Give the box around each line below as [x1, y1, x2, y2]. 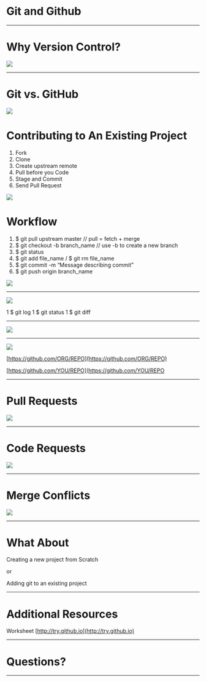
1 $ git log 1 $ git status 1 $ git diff [6, 308, 91, 316]
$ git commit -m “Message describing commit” [15, 261, 134, 268]
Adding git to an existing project [6, 579, 87, 587]
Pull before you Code [15, 168, 69, 176]
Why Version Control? [6, 40, 121, 54]
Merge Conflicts [6, 488, 91, 502]
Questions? [6, 654, 66, 668]
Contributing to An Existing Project [6, 129, 188, 143]
